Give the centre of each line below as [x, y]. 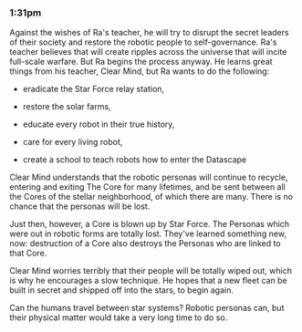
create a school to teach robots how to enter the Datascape [135, 160]
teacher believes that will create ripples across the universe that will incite [148, 52]
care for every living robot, [73, 142]
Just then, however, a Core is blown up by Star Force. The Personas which [150, 224]
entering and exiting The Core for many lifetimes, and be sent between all [147, 187]
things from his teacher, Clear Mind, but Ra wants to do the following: [140, 71]
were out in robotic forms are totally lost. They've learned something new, [148, 233]
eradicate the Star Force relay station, [94, 89]
